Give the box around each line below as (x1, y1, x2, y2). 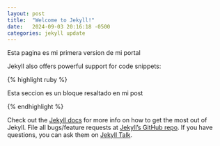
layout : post (7, 10, 45, 17)
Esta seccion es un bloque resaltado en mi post (7, 89, 143, 97)
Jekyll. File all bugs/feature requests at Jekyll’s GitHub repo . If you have (7, 123, 213, 132)
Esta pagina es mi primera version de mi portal (7, 49, 141, 57)
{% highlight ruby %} (7, 76, 68, 84)
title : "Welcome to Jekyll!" (7, 17, 95, 24)
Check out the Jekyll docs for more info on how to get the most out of (7, 116, 207, 124)
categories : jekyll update (7, 29, 86, 37)
